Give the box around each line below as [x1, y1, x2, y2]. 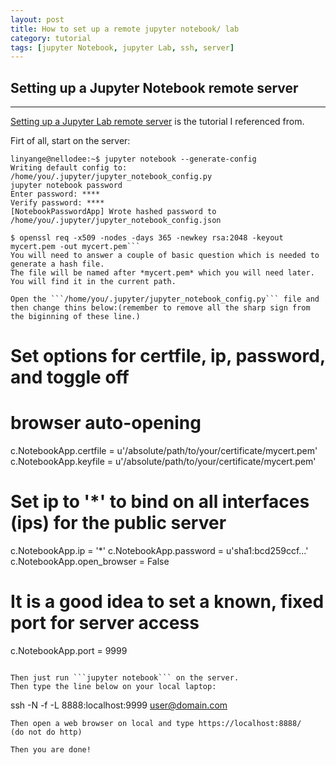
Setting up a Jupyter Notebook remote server [10, 79, 299, 96]
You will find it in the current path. [10, 277, 177, 287]
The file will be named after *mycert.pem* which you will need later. [10, 268, 315, 278]
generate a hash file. [10, 259, 105, 270]
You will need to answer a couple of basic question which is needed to [10, 251, 320, 261]
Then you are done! [10, 745, 92, 755]
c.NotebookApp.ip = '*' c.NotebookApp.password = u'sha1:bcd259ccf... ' [10, 545, 309, 557]
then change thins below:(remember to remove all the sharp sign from [10, 303, 311, 313]
